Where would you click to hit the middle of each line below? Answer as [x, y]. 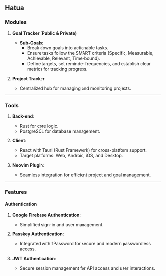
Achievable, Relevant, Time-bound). [63, 58]
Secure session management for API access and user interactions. [87, 268]
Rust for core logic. [39, 126]
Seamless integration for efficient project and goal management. [85, 175]
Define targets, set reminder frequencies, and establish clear [89, 63]
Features [16, 192]
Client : [19, 140]
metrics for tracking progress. [57, 69]
